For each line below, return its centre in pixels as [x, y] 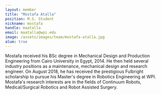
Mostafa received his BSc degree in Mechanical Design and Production [78, 56]
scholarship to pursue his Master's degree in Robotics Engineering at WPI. [81, 76]
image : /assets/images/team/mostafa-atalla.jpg [55, 37]
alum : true [16, 42]
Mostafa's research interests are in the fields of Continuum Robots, [73, 82]
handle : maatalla [23, 28]
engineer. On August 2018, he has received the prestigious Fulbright [74, 71]
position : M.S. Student [30, 19]
